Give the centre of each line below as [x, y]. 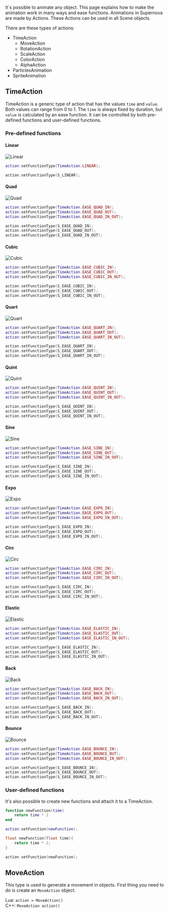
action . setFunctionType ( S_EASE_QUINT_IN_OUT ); [55, 416]
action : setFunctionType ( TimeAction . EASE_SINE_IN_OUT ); [64, 458]
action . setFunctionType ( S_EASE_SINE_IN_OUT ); [54, 476]
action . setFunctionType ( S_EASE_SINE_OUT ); [51, 471]
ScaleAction [33, 54]
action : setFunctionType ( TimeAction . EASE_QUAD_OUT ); [61, 212]
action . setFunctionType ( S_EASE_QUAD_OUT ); [51, 231]
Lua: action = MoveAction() [34, 900]
